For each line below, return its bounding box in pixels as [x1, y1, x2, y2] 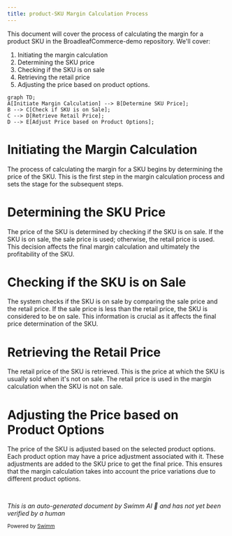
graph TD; [7, 94, 36, 101]
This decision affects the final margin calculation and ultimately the [7, 242, 201, 251]
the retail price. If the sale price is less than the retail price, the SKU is [7, 305, 208, 313]
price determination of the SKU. [7, 319, 99, 328]
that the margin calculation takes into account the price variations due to [7, 467, 216, 476]
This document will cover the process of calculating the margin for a [7, 29, 204, 38]
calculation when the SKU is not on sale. [7, 383, 124, 391]
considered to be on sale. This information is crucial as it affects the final [7, 312, 217, 321]
